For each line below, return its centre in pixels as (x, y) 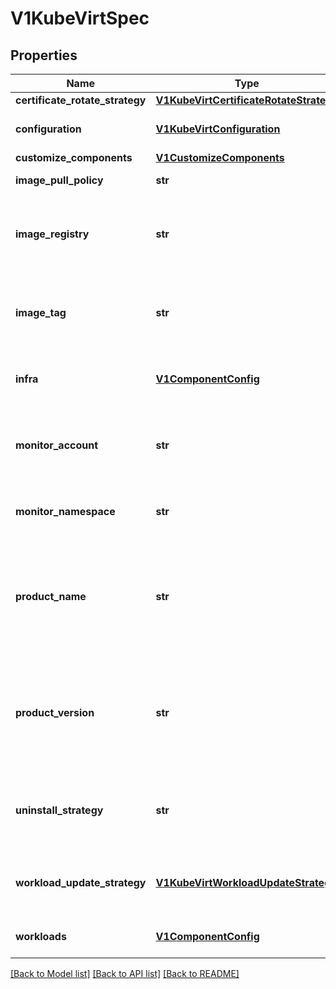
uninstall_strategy (59, 810)
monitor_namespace (65, 511)
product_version (55, 712)
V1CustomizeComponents (220, 157)
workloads (41, 936)
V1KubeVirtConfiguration (218, 129)
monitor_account (57, 445)
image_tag (41, 312)
